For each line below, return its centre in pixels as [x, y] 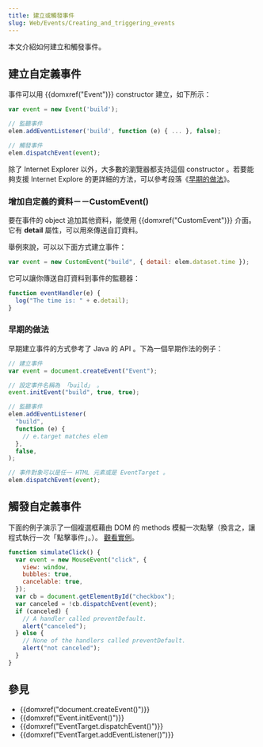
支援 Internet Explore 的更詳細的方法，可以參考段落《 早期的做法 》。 [124, 178]
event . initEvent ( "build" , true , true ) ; [74, 393]
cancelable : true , [53, 582]
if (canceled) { [42, 611]
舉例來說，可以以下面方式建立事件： [67, 247]
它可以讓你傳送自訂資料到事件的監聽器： [74, 278]
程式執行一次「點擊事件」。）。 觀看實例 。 [73, 537]
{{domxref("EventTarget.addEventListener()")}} [97, 734]
